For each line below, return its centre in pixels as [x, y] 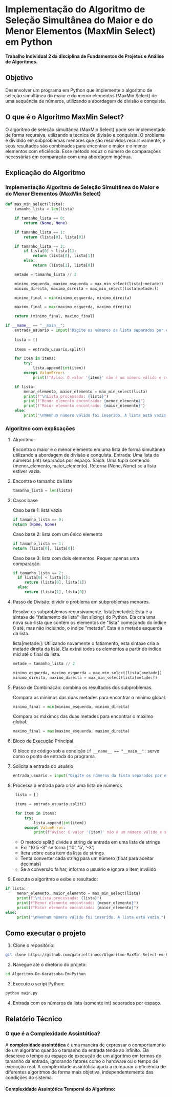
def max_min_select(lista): [35, 204]
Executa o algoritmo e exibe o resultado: [55, 879]
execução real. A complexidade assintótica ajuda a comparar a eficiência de [86, 1066]
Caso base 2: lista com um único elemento [58, 534]
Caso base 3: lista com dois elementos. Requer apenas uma [76, 558]
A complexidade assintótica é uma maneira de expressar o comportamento [86, 1045]
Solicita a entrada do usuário [43, 766]
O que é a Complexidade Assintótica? [53, 1034]
